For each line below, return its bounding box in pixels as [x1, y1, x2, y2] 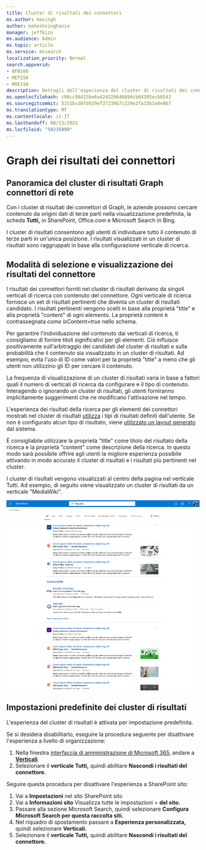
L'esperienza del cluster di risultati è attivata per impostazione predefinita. [6, 718, 194, 726]
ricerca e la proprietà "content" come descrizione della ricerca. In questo [6, 443, 191, 451]
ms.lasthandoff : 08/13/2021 [6, 120, 78, 126]
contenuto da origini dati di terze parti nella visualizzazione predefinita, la [6, 210, 191, 218]
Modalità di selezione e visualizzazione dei [6, 259, 174, 270]
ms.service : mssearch [6, 49, 62, 55]
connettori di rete [6, 187, 74, 197]
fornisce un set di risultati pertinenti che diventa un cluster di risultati [6, 298, 180, 306]
